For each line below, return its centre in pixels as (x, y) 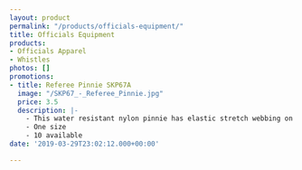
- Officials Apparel (48, 52)
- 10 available (54, 136)
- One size (46, 127)
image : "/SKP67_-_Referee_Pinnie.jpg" (91, 93)
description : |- (48, 110)
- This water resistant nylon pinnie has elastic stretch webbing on (160, 118)
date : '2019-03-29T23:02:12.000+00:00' (85, 144)
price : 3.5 (38, 102)
